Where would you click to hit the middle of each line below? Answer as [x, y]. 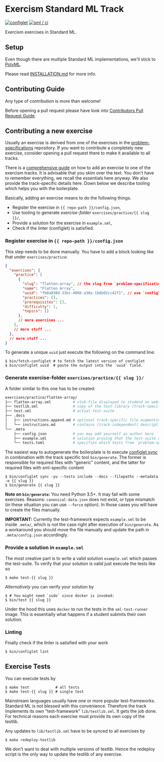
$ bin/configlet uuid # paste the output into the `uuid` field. [74, 366]
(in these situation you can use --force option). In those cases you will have [81, 505]
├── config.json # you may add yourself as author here [84, 434]
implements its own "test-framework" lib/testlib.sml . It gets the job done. [81, 711]
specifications [19, 148]
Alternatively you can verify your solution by [50, 587]
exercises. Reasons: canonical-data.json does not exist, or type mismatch [80, 500]
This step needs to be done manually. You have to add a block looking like [79, 251]
